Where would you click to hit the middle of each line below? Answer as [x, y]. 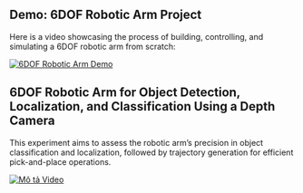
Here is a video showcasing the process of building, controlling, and [137, 36]
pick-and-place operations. [60, 161]
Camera [32, 121]
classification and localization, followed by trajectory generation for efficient [151, 152]
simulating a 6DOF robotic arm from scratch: [93, 46]
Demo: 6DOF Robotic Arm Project [106, 15]
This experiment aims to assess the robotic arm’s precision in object [137, 142]
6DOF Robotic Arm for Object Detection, [125, 93]
